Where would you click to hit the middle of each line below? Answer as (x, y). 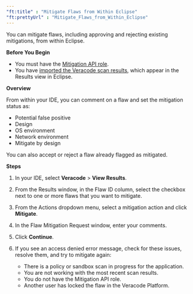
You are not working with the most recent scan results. (91, 272)
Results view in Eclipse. (44, 76)
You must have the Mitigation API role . (62, 64)
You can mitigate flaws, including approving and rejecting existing (87, 34)
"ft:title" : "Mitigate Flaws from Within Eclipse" (72, 12)
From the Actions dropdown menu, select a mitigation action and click (101, 207)
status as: (18, 106)
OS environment (35, 130)
